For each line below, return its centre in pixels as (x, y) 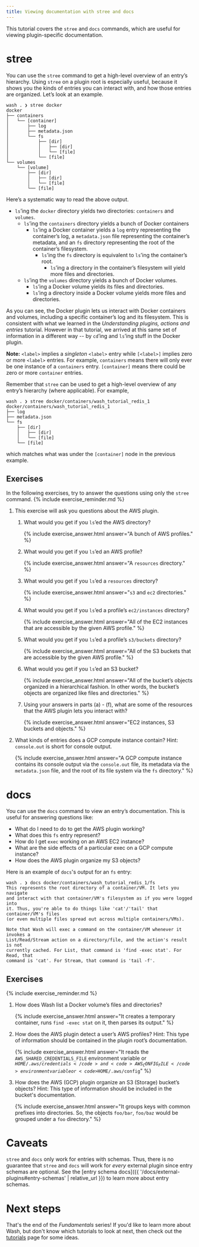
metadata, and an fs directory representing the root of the (103, 242)
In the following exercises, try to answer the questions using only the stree (97, 493)
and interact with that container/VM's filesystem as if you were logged (99, 898)
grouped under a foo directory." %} (58, 1119)
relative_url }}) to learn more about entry (120, 1178)
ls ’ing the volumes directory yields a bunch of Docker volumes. (100, 280)
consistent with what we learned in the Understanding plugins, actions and (98, 323)
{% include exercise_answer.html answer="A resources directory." (104, 563)
